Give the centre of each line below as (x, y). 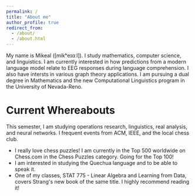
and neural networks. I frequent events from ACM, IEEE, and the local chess (98, 133)
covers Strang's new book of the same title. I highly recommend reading (102, 181)
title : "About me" (28, 17)
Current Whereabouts (61, 111)
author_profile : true (33, 22)
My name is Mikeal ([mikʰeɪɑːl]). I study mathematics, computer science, (94, 55)
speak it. (25, 169)
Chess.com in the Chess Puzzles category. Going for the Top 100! (94, 157)
